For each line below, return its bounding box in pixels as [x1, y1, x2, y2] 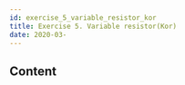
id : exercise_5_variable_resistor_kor [9, 13, 157, 23]
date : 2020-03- [9, 30, 67, 39]
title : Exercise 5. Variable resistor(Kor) [9, 22, 178, 31]
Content [9, 63, 57, 79]
